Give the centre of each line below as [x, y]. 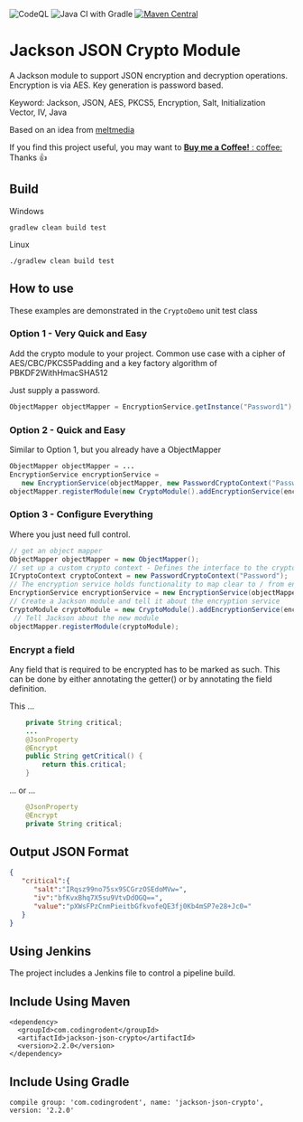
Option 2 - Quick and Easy [68, 429]
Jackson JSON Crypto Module [125, 51]
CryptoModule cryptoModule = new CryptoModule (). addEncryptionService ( [147, 609]
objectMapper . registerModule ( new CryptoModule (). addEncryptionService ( [147, 491]
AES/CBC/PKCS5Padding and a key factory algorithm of [114, 363]
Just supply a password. [55, 390]
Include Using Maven [70, 1001]
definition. [28, 688]
